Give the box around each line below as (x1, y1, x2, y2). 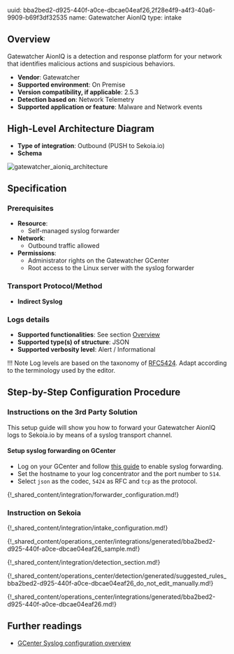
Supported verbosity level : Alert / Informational (17, 345, 156, 353)
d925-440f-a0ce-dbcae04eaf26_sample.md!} (7, 544, 140, 553)
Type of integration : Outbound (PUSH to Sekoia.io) (17, 141, 166, 149)
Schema (17, 149, 43, 157)
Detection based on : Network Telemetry (17, 95, 135, 103)
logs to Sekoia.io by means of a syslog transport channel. (7, 431, 173, 439)
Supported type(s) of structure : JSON (17, 338, 129, 346)
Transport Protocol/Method (7, 281, 103, 291)
